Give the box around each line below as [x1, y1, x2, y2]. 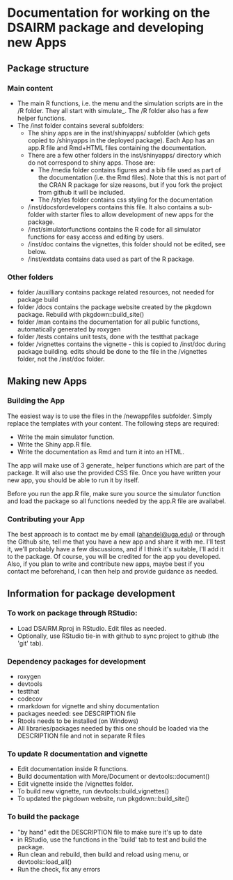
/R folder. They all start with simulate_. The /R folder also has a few [17, 106, 209, 114]
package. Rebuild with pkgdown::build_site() [17, 311, 145, 319]
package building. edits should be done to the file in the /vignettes [17, 348, 207, 356]
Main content [7, 83, 54, 93]
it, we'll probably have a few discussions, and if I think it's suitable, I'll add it [7, 545, 224, 553]
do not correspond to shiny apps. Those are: [27, 158, 156, 167]
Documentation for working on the [7, 5, 211, 21]
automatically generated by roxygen [17, 325, 121, 334]
